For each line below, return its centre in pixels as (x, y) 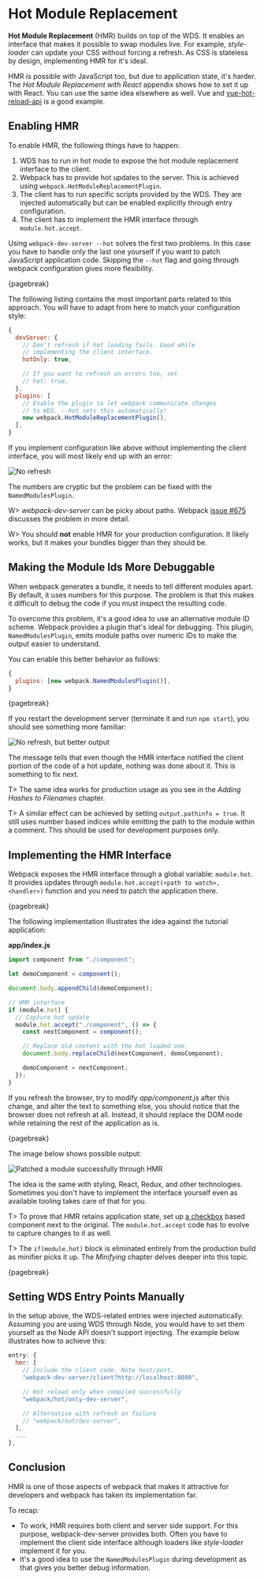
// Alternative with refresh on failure (89, 1413)
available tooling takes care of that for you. (78, 1201)
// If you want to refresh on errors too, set (100, 374)
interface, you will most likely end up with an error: (90, 456)
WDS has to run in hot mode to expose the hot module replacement (129, 160)
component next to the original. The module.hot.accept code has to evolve (129, 1224)
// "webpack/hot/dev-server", (72, 1421)
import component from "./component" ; (72, 960)
